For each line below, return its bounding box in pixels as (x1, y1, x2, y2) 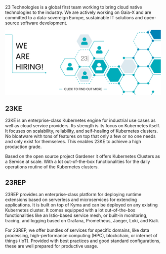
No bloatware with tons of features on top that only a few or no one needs (5, 133, 156, 139)
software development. (20, 20, 68, 26)
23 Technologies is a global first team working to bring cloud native (5, 4, 142, 10)
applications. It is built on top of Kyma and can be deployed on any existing (5, 202, 158, 208)
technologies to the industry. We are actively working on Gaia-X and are (5, 9, 152, 15)
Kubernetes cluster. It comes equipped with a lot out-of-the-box (5, 207, 136, 213)
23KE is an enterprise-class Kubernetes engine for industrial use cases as (5, 117, 156, 123)
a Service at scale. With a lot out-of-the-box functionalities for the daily (5, 158, 150, 165)
